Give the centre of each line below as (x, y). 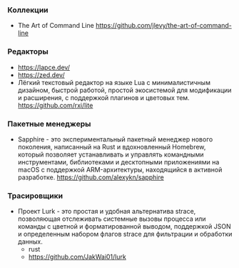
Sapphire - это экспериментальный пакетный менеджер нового (115, 139)
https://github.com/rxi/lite (55, 105)
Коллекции (28, 10)
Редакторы (28, 51)
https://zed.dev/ (41, 75)
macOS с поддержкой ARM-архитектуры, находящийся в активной (120, 169)
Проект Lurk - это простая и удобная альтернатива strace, (107, 212)
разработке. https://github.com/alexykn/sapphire (91, 177)
